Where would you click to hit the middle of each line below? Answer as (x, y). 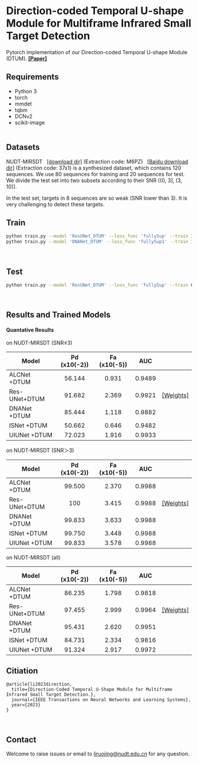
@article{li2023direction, (39, 685)
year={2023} (26, 705)
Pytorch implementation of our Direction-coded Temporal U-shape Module (97, 52)
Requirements (32, 77)
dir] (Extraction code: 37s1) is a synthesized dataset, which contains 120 (94, 168)
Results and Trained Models (58, 315)
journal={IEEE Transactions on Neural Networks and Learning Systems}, (101, 700)
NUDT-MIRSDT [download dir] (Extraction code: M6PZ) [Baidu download (97, 161)
